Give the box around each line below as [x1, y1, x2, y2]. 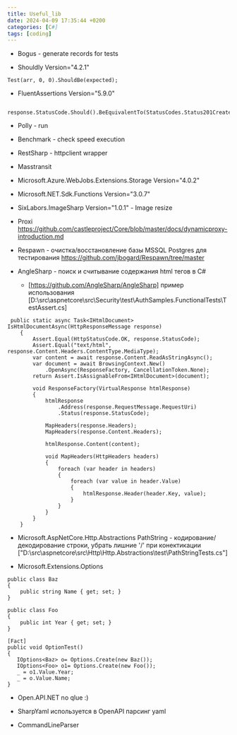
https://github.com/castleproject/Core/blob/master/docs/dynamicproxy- [17, 225, 228, 233]
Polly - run [17, 122, 48, 130]
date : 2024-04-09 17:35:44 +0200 [7, 17, 106, 24]
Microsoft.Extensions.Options [17, 563, 104, 571]
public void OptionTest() [7, 644, 83, 651]
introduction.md [17, 233, 64, 241]
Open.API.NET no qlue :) [17, 693, 89, 702]
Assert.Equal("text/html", [32, 342, 112, 349]
